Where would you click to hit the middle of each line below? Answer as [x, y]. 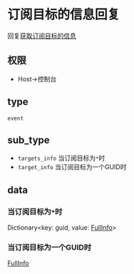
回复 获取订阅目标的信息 [42, 36]
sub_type [29, 140]
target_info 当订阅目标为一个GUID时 [72, 167]
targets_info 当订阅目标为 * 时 [61, 158]
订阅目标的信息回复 [64, 15]
